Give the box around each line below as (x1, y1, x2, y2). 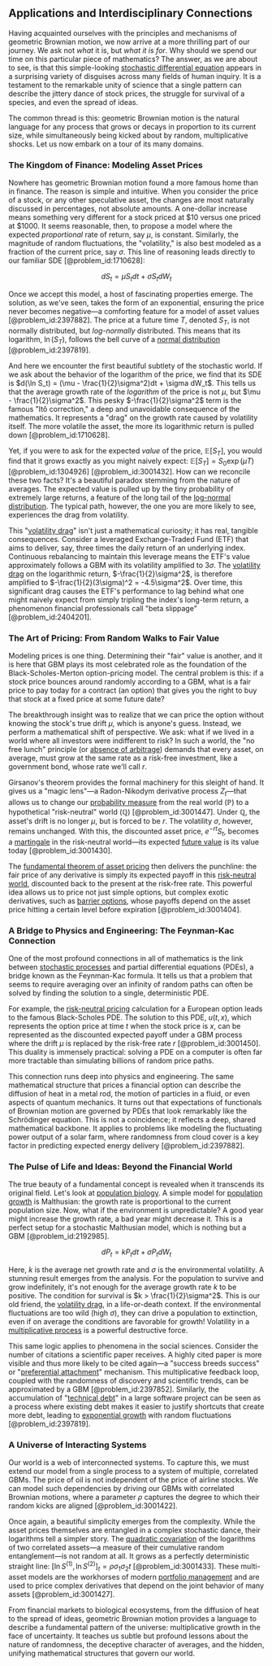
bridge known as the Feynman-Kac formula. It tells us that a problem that (8, 970, 253, 980)
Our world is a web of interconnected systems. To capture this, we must (8, 1458, 249, 1467)
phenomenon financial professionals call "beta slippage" (8, 604, 197, 614)
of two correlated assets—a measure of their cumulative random (8, 1542, 225, 1553)
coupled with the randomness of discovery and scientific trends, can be (8, 1375, 249, 1386)
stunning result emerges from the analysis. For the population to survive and (8, 1274, 264, 1283)
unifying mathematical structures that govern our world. (8, 1648, 196, 1658)
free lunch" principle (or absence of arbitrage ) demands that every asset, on (8, 745, 264, 754)
